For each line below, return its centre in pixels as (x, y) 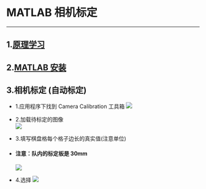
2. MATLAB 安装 (36, 67)
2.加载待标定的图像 (39, 119)
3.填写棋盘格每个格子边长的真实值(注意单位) (71, 138)
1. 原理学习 (26, 44)
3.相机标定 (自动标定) (47, 91)
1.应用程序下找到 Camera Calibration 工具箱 (70, 106)
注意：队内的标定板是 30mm (51, 153)
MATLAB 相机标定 (52, 13)
